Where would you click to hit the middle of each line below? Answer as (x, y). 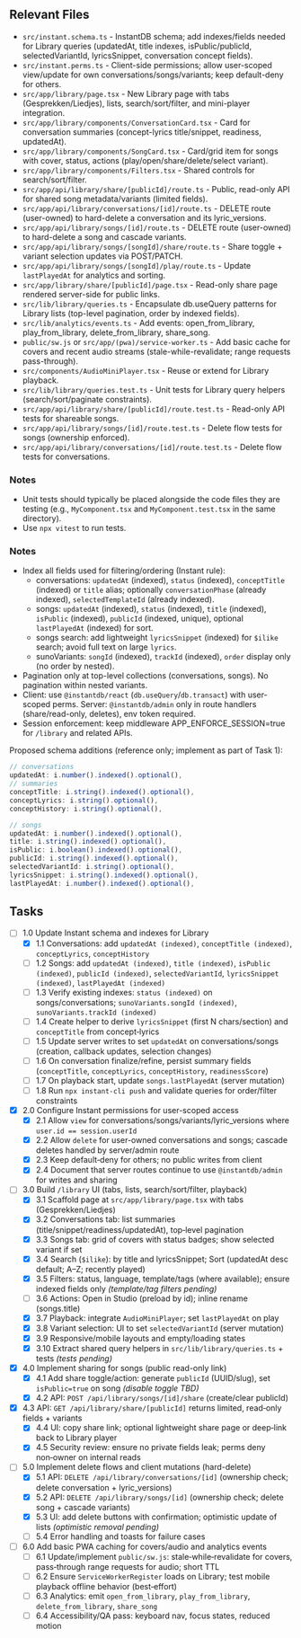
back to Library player (76, 1438)
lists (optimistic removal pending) (97, 1527)
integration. (44, 112)
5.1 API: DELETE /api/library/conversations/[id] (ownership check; (162, 1477)
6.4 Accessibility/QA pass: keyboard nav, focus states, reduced (153, 1616)
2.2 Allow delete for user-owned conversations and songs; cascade (162, 1140)
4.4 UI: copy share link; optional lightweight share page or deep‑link (161, 1428)
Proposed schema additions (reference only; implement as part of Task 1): (146, 750)
